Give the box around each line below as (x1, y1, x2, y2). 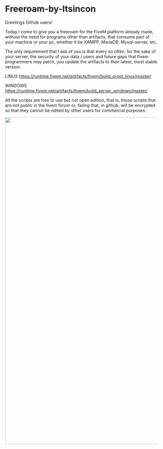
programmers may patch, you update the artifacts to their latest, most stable (5, 59, 158, 64)
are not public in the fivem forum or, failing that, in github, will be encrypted (5, 102, 156, 108)
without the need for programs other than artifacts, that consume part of (5, 34, 150, 40)
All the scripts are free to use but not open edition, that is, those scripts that (5, 97, 156, 103)
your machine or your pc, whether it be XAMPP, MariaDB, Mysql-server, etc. (5, 39, 158, 45)
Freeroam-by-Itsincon (5, 3, 96, 15)
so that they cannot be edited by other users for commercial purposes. (5, 108, 147, 113)
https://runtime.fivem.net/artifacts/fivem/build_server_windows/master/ (5, 88, 148, 93)
